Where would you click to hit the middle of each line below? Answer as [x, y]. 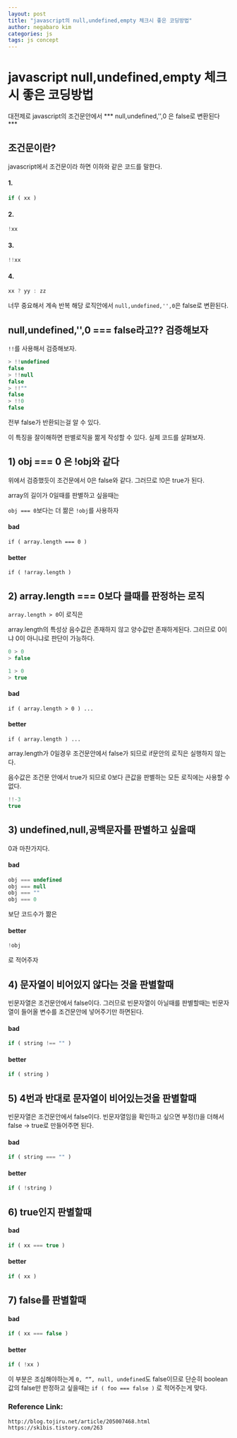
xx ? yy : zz [27, 291]
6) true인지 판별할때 [50, 1212]
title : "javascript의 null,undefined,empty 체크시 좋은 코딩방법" [100, 21]
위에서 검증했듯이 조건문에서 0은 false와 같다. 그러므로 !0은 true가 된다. [107, 480]
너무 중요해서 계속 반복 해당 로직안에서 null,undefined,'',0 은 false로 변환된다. [118, 306]
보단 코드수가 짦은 [32, 914]
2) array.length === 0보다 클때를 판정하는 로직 [107, 596]
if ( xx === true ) [37, 1245]
